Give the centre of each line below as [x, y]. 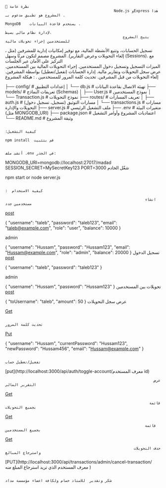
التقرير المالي [21, 385]
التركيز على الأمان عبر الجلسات [34, 61]
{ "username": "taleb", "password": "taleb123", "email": [61, 223]
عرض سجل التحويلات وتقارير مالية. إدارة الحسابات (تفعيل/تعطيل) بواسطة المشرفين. [83, 71]
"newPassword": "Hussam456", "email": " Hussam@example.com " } [75, 349]
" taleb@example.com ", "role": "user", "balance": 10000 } [63, 228]
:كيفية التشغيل [21, 132]
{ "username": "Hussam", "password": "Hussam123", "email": [68, 247]
